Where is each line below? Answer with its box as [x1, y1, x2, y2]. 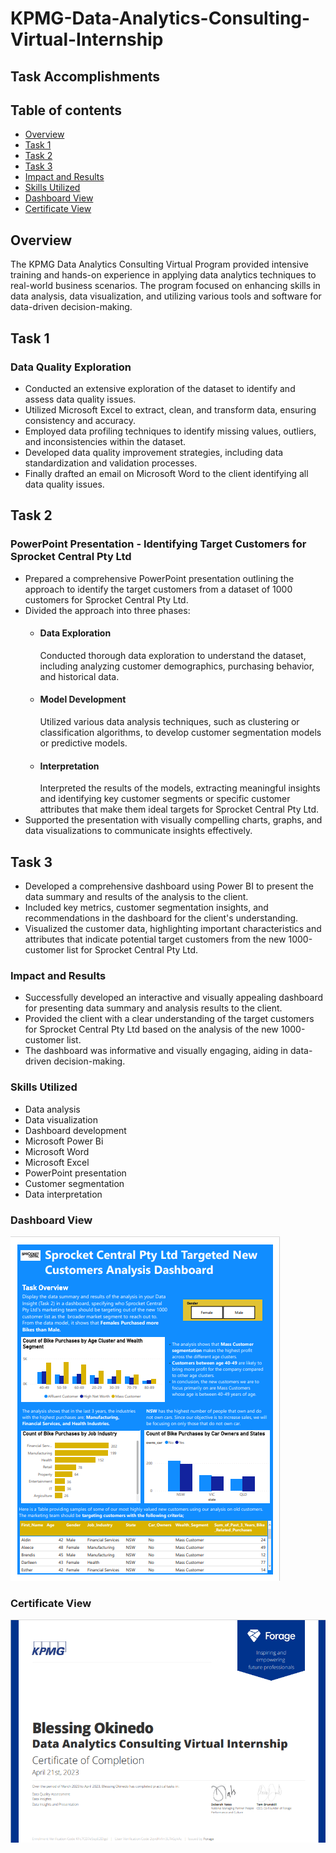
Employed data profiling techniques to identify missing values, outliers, [24, 425, 317, 437]
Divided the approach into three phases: [24, 604, 191, 616]
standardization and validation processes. [24, 457, 198, 469]
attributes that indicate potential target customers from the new [24, 933, 287, 945]
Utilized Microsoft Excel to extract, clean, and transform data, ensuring [24, 403, 317, 416]
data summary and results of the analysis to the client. [24, 891, 249, 902]
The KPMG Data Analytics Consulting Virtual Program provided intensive [10, 258, 309, 271]
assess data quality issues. [24, 393, 137, 405]
